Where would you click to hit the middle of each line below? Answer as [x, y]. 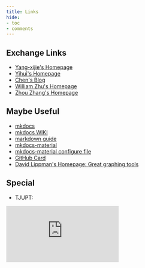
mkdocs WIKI [31, 132]
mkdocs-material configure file [53, 151]
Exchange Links [37, 52]
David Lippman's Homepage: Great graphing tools [77, 164]
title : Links [22, 12]
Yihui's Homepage [38, 74]
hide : [13, 17]
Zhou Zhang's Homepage [46, 93]
